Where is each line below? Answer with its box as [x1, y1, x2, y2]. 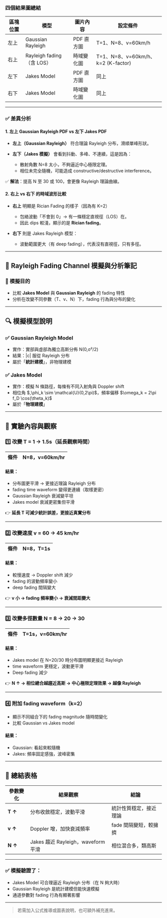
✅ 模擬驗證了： [5, 867, 41, 874]
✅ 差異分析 [5, 115, 31, 122]
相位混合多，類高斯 [111, 842, 157, 849]
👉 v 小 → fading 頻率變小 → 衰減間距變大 [5, 595, 90, 601]
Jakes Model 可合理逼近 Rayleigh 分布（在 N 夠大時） [12, 879, 123, 886]
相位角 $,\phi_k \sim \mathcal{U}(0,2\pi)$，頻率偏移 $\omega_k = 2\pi [12, 390, 157, 396]
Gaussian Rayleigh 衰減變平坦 [12, 493, 74, 499]
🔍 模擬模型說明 [5, 317, 53, 325]
